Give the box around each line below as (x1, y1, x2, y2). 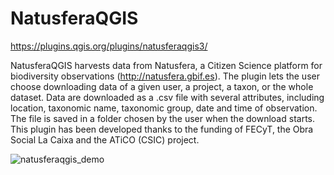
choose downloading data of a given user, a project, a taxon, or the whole (10, 80, 314, 92)
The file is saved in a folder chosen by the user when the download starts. (10, 112, 315, 124)
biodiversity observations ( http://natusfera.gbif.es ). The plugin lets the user (10, 70, 320, 82)
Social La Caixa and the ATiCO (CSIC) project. (10, 133, 200, 146)
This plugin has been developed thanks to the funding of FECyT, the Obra (10, 123, 314, 135)
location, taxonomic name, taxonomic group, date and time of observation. (10, 102, 318, 114)
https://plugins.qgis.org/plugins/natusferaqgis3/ (10, 40, 208, 52)
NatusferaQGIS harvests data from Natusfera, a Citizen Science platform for (10, 59, 323, 71)
